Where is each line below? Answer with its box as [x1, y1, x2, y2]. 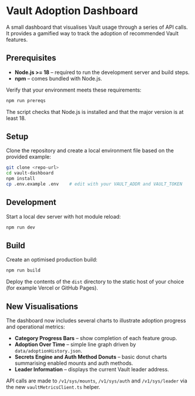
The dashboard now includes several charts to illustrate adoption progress [6, 317, 186, 324]
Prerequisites [6, 53, 56, 63]
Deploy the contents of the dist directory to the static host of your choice [6, 278, 184, 286]
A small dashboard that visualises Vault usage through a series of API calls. [6, 24, 188, 31]
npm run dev [6, 224, 35, 230]
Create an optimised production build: [6, 256, 98, 263]
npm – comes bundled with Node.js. [14, 75, 103, 82]
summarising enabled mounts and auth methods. [14, 360, 133, 367]
